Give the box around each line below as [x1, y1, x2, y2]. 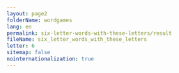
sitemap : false [6, 49, 51, 56]
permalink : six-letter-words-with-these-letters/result [6, 29, 172, 37]
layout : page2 [6, 10, 48, 17]
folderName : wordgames [6, 17, 72, 24]
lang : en [6, 23, 32, 30]
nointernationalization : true [6, 56, 95, 63]
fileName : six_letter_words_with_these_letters [6, 36, 148, 43]
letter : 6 [6, 42, 36, 49]
